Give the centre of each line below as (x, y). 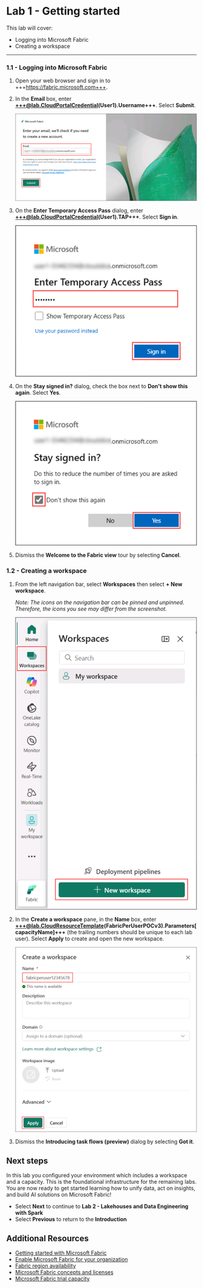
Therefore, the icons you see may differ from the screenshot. (91, 609)
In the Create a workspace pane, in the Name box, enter (85, 919)
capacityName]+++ (40, 932)
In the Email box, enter (43, 99)
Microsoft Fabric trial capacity (52, 1279)
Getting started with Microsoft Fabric (61, 1253)
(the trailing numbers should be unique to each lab (130, 932)
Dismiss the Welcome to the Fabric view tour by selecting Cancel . (98, 555)
